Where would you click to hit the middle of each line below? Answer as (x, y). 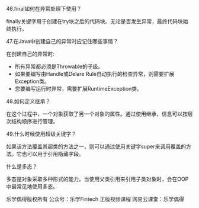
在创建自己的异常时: (31, 54)
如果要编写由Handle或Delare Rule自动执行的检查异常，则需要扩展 (94, 74)
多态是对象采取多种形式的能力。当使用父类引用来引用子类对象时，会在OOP (97, 179)
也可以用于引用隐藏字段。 (53, 154)
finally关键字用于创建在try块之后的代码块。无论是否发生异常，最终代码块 (95, 21)
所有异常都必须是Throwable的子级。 (59, 66)
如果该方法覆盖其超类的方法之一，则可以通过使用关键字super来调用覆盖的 (96, 146)
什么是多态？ (22, 167)
